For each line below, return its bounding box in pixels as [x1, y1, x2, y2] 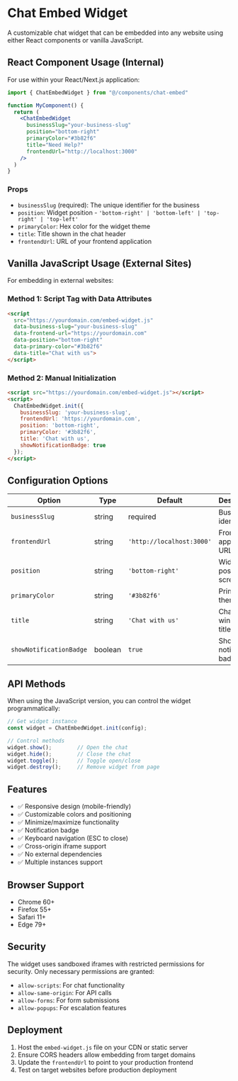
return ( [13, 108, 40, 116]
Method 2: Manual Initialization [7, 373, 117, 383]
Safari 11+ [17, 912, 46, 921]
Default [157, 495, 183, 505]
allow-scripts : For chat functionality [17, 980, 125, 990]
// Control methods [7, 737, 65, 744]
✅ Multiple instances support [17, 858, 103, 866]
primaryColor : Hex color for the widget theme [17, 222, 151, 230]
